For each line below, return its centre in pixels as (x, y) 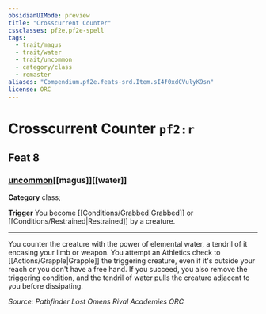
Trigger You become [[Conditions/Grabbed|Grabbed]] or (101, 213)
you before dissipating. (46, 286)
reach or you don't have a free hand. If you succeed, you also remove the (128, 270)
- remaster (33, 75)
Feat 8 (24, 157)
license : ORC (30, 89)
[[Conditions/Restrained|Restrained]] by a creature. (92, 221)
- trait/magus (38, 45)
